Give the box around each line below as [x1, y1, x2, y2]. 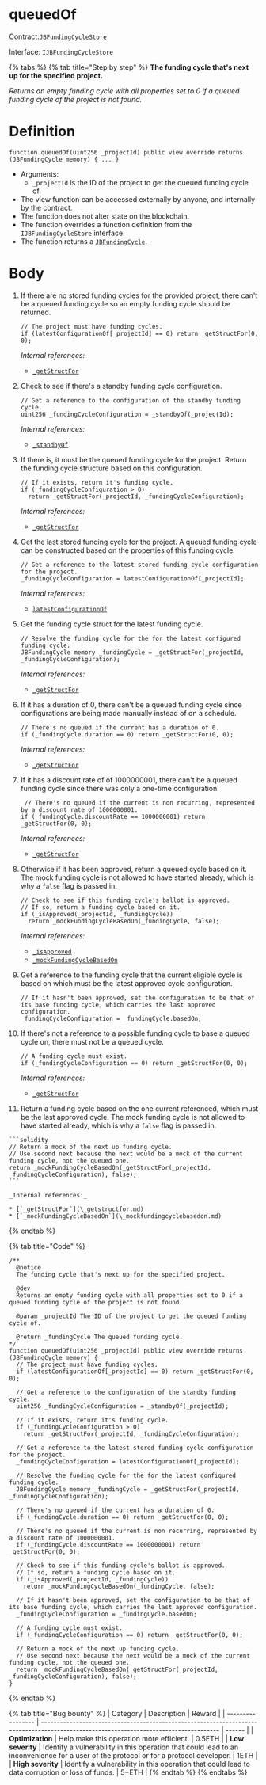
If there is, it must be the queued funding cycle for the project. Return [20, 455, 247, 464]
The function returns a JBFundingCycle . [20, 236, 147, 246]
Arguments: [20, 169, 59, 179]
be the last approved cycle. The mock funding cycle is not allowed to [20, 1112, 245, 1121]
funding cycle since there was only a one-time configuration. [20, 783, 220, 793]
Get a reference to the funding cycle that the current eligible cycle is [20, 970, 243, 980]
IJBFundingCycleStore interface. [20, 228, 125, 238]
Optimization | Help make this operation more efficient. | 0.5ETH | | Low [9, 1734, 245, 1743]
